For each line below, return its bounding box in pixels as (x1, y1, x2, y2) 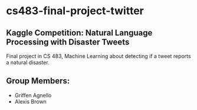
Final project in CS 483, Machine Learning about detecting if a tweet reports (6, 53, 191, 60)
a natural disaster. (6, 59, 50, 66)
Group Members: (6, 76, 70, 86)
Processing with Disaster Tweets (6, 37, 130, 47)
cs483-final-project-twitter (6, 4, 145, 18)
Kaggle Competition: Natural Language (6, 28, 153, 38)
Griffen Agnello (14, 92, 52, 99)
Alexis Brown (14, 98, 47, 105)
